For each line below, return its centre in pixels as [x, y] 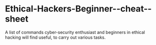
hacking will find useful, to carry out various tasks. [55, 37]
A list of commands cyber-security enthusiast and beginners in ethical [75, 32]
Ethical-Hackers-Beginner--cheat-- [78, 9]
